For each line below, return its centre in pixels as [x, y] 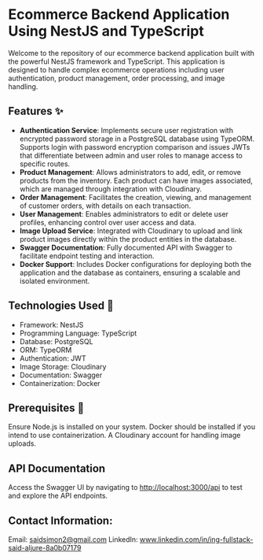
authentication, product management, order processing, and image [117, 78]
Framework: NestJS [51, 325]
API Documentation [57, 468]
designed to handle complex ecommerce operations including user [117, 69]
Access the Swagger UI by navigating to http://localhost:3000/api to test [126, 488]
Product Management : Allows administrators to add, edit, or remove [130, 172]
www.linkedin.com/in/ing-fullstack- [197, 540]
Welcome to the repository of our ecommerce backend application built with [131, 53]
